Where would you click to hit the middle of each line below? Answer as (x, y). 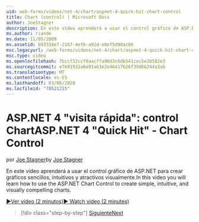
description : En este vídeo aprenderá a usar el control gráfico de (92, 28)
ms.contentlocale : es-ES (37, 78)
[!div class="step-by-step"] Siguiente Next (72, 213)
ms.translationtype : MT (36, 72)
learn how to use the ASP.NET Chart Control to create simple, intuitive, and (97, 184)
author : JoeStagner (30, 22)
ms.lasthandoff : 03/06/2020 (41, 83)
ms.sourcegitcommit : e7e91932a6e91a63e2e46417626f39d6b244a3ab (86, 67)
